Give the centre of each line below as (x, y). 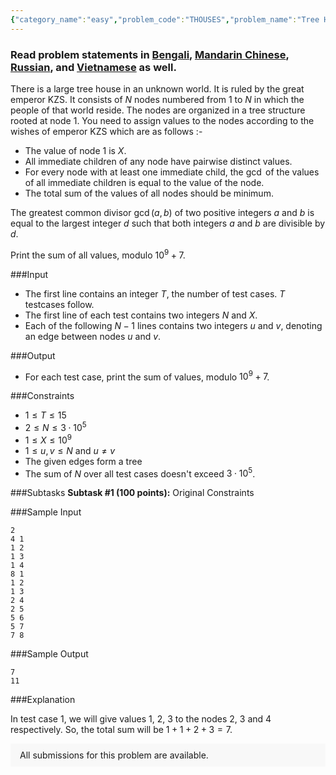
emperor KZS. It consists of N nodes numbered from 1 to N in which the (157, 99)
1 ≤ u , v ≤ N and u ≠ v (70, 450)
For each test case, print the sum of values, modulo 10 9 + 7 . (147, 376)
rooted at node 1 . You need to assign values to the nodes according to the (162, 120)
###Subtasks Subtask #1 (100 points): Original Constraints (132, 493)
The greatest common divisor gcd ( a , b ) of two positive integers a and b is (162, 212)
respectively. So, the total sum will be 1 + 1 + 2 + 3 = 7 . (121, 730)
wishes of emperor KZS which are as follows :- (106, 131)
